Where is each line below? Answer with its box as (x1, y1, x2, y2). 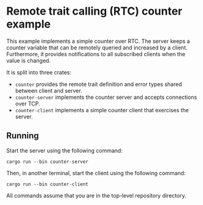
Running (6, 131, 40, 141)
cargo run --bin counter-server (6, 159, 88, 165)
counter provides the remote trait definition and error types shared (15, 81, 182, 88)
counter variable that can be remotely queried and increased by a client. (6, 44, 188, 51)
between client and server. (15, 87, 82, 94)
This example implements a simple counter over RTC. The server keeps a (6, 37, 190, 45)
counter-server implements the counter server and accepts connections (15, 93, 198, 101)
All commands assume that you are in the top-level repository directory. (6, 192, 187, 199)
